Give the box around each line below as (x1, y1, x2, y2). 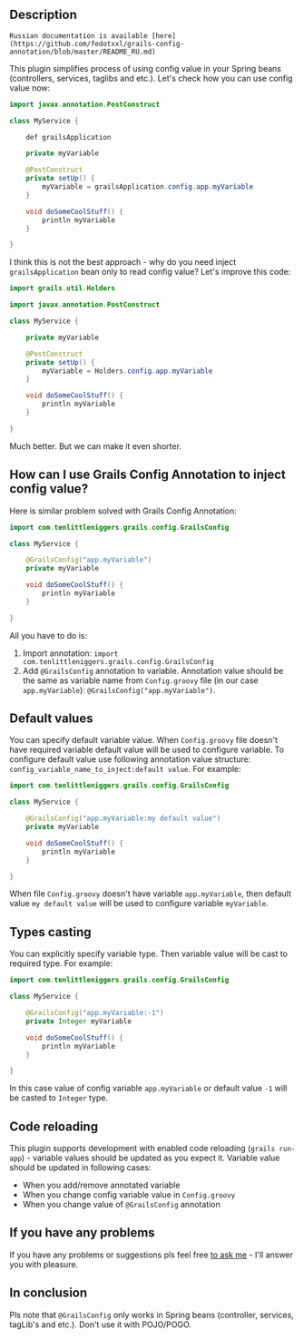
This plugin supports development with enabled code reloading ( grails (9, 1143, 276, 1154)
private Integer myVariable (25, 1016, 132, 1026)
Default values (9, 711, 93, 727)
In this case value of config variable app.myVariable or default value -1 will (9, 1083, 288, 1094)
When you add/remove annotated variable (22, 1179, 181, 1191)
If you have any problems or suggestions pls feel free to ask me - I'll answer (9, 1249, 293, 1260)
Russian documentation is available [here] (9, 31, 177, 40)
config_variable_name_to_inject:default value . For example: (9, 764, 242, 775)
